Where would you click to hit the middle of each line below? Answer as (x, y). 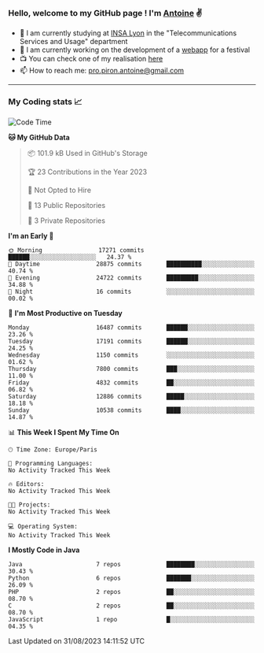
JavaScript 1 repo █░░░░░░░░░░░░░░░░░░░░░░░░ (132, 619)
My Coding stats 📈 (45, 102)
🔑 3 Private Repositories (66, 221)
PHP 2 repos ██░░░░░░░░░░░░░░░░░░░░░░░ (132, 592)
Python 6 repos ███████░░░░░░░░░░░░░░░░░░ (132, 578)
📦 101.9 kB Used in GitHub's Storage (87, 153)
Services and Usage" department (73, 42)
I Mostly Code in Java (44, 550)
